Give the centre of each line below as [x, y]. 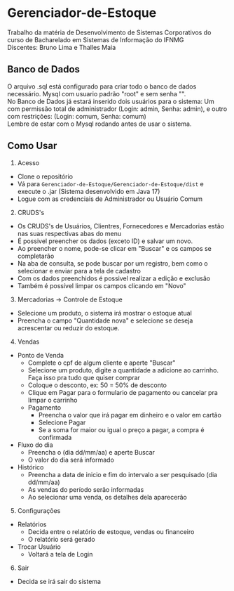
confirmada [55, 437]
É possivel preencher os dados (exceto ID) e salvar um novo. [105, 241]
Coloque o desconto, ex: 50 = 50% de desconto [97, 385]
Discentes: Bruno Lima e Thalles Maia [62, 47]
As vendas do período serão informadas [86, 489]
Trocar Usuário [39, 547]
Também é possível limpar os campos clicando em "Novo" [102, 285]
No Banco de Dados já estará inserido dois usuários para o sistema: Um [111, 101]
